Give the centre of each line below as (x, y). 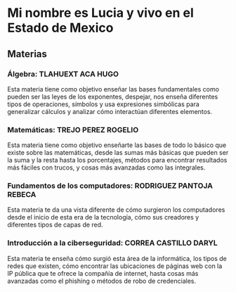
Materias (27, 54)
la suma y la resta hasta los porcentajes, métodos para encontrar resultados (117, 160)
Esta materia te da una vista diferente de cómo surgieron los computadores (116, 210)
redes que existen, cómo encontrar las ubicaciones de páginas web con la (115, 266)
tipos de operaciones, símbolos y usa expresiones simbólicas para (104, 104)
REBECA (22, 195)
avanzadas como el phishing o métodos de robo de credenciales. (102, 281)
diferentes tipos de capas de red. (55, 225)
